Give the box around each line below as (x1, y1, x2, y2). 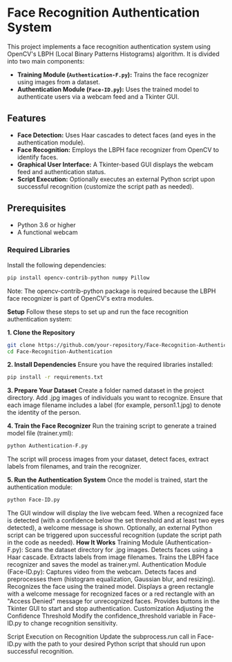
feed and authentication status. (17, 167, 106, 176)
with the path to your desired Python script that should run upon (23, 640, 206, 648)
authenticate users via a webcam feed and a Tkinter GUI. (17, 92, 180, 101)
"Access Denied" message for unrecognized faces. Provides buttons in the (7, 597, 220, 605)
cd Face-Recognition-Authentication (7, 348, 113, 355)
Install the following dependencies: (7, 261, 107, 269)
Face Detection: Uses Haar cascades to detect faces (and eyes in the (17, 131, 216, 139)
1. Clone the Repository (7, 328, 75, 337)
